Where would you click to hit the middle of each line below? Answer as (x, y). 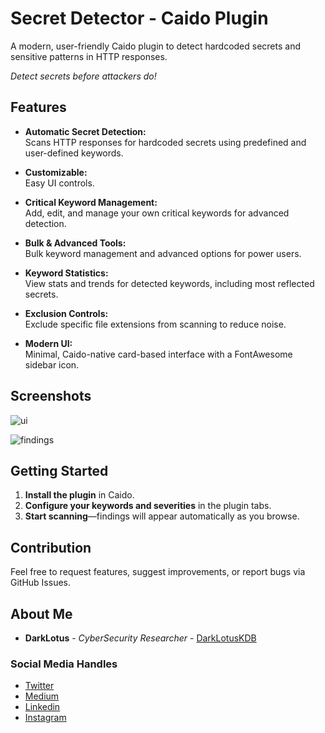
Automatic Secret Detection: (85, 131)
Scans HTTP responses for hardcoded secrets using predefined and (165, 142)
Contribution (51, 547)
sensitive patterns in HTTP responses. (89, 56)
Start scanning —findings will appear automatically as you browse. (162, 516)
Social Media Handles (64, 664)
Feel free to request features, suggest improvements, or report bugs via (158, 572)
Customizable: (56, 172)
